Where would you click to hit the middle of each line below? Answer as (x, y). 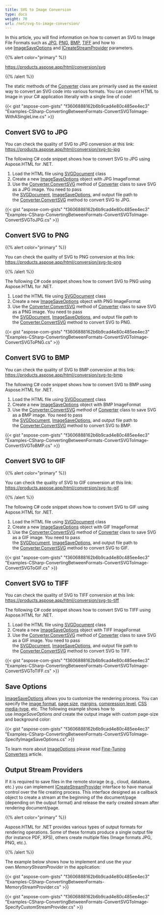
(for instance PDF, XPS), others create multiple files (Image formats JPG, (79, 837)
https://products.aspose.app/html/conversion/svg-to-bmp (64, 375)
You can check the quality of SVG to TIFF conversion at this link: (70, 595)
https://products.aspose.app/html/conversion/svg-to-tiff (62, 600)
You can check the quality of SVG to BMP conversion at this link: (70, 369)
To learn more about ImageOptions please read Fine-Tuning (66, 749)
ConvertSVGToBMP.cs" (29, 445)
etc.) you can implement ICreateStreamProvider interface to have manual (79, 787)
